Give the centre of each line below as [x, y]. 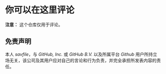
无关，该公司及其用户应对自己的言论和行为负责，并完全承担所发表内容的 [83, 60]
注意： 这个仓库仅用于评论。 [34, 25]
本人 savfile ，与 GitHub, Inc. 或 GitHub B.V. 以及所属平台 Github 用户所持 [79, 54]
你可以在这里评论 [40, 10]
